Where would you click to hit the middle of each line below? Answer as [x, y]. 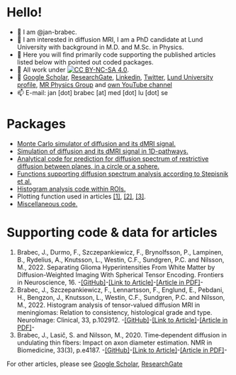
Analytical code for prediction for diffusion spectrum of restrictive [113, 158]
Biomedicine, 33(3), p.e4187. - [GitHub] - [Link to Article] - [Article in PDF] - [122, 350]
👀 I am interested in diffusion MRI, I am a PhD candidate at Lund [110, 39]
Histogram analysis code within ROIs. [71, 189]
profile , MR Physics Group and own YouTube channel [95, 84]
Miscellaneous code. [47, 203]
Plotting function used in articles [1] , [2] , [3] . [81, 196]
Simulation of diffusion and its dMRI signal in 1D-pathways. [102, 151]
